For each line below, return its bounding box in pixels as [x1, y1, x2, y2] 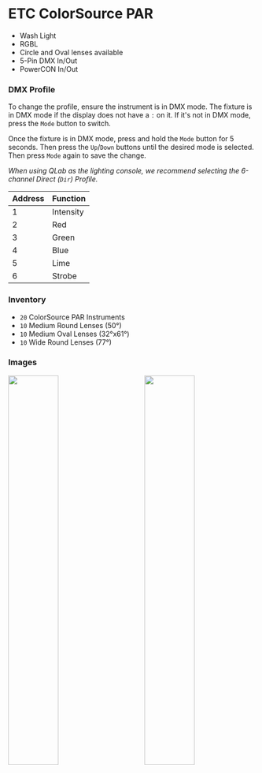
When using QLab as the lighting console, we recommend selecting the [8, 166, 240, 176]
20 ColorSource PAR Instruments [19, 312, 126, 322]
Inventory [8, 294, 46, 305]
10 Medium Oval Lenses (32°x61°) [19, 329, 130, 338]
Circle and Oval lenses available [19, 47, 124, 57]
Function [52, 193, 87, 204]
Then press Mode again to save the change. [8, 151, 147, 160]
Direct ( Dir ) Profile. [35, 174, 98, 184]
